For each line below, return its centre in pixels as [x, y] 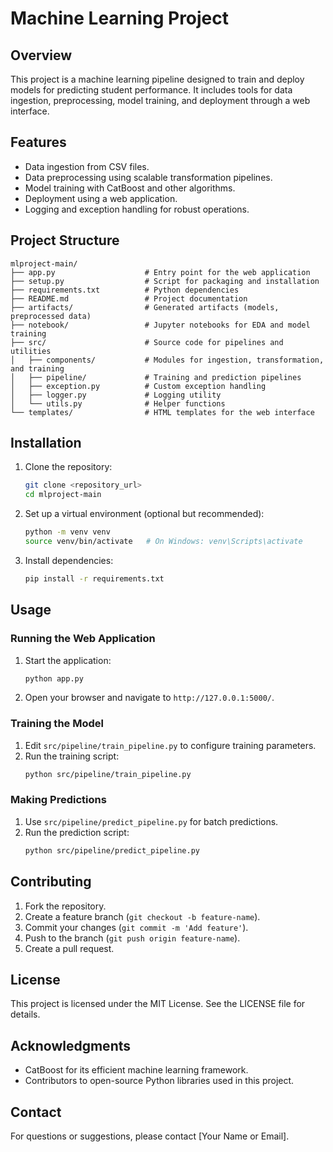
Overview [41, 55]
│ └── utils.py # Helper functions [118, 403]
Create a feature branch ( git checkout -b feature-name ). [142, 916]
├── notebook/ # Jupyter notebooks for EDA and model [160, 325]
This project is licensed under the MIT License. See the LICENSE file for [158, 1004]
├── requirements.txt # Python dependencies [125, 290]
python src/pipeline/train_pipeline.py [108, 774]
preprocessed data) [51, 316]
